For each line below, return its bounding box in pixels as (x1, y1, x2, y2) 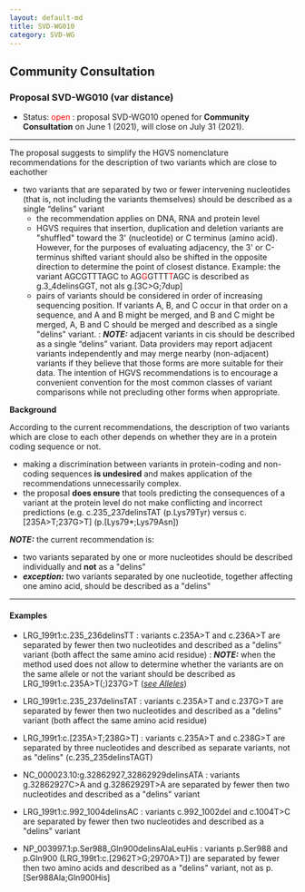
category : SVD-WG (9, 30, 75, 39)
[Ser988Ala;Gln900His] (22, 872, 111, 883)
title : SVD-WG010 (9, 22, 75, 31)
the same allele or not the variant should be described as (22, 669, 236, 680)
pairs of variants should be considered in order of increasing (35, 290, 263, 301)
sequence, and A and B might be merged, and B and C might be (35, 309, 275, 320)
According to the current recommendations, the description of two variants (9, 422, 290, 433)
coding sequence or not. (9, 441, 102, 452)
